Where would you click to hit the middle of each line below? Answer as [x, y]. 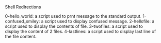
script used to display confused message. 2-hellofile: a [99, 21]
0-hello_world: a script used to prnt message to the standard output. [73, 16]
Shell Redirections [23, 7]
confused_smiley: [23, 21]
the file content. [21, 36]
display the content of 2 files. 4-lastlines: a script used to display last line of [80, 31]
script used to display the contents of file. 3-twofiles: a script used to [74, 26]
